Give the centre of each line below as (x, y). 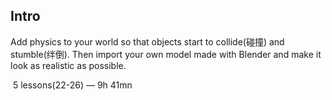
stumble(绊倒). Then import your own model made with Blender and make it (166, 54)
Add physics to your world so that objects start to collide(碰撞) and (147, 41)
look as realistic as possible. (68, 65)
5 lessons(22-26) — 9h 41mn (72, 85)
